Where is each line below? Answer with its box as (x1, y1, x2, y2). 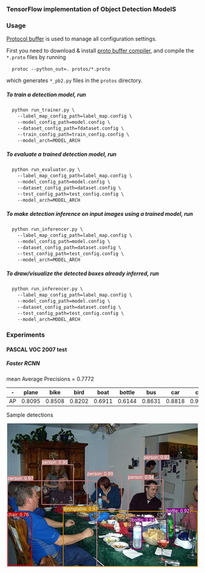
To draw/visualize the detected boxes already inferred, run (6, 270, 159, 277)
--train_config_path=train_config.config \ (17, 131, 130, 138)
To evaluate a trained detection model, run (6, 150, 117, 158)
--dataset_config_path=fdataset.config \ (17, 125, 124, 131)
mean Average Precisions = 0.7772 (6, 375, 95, 382)
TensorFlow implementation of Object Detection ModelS (6, 5, 176, 13)
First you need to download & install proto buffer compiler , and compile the (6, 47, 194, 54)
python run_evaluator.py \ (12, 167, 81, 173)
